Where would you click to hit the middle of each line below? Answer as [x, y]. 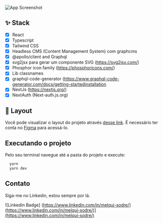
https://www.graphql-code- [92, 79]
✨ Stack [18, 23]
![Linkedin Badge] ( [24, 205]
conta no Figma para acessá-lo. [37, 128]
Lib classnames [28, 73]
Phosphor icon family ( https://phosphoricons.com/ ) [63, 68]
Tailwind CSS [25, 45]
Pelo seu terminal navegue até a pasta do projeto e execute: [65, 155]
